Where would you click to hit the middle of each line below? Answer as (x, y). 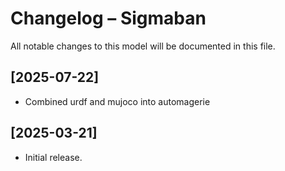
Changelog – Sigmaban (108, 18)
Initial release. (53, 157)
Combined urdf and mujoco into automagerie (117, 101)
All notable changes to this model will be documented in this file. (143, 46)
